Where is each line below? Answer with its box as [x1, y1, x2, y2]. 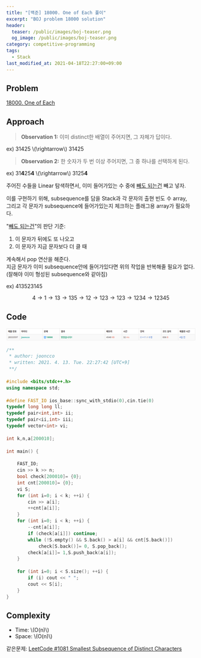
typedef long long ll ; [6, 404, 63, 410]
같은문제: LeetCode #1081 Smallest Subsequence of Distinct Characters [6, 645, 182, 653]
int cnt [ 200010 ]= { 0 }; [17, 480, 74, 486]
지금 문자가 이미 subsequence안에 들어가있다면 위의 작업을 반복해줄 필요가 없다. [6, 263, 195, 270]
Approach [6, 116, 44, 127]
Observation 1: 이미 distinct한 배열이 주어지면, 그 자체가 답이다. [20, 133, 172, 140]
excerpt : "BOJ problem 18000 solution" [6, 16, 106, 22]
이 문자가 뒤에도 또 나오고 [14, 235, 75, 243]
